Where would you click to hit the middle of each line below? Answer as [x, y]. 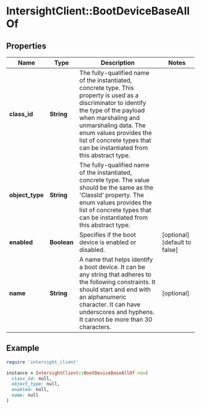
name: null [25, 395]
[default [173, 242]
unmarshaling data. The [112, 125]
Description [118, 63]
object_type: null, [36, 384]
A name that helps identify [116, 259]
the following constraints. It [117, 282]
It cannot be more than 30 [116, 319]
